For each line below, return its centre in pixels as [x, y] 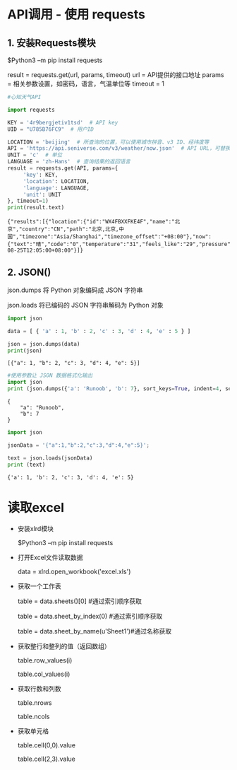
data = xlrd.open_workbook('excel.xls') [74, 571]
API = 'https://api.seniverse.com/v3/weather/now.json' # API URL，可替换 [119, 148]
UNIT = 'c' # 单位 [35, 155]
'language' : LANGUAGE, [56, 188]
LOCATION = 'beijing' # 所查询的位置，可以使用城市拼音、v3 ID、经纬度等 [108, 142]
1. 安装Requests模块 [52, 43]
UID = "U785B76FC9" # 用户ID [50, 129]
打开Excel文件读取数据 [50, 557]
